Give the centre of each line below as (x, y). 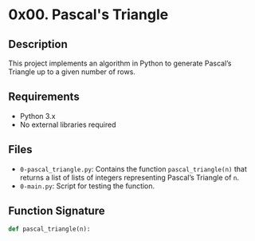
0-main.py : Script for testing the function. (87, 186)
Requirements (44, 97)
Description (38, 44)
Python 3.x (37, 116)
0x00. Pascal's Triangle (88, 15)
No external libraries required (68, 124)
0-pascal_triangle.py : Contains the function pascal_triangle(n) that (133, 168)
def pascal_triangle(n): (49, 229)
